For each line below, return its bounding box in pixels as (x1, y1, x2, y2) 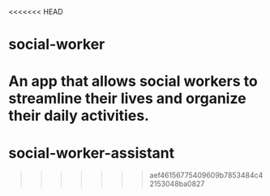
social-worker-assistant (8, 143, 175, 162)
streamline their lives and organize (8, 89, 246, 108)
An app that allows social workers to (8, 72, 258, 91)
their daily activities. (8, 107, 150, 125)
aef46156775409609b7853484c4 (149, 170, 264, 181)
